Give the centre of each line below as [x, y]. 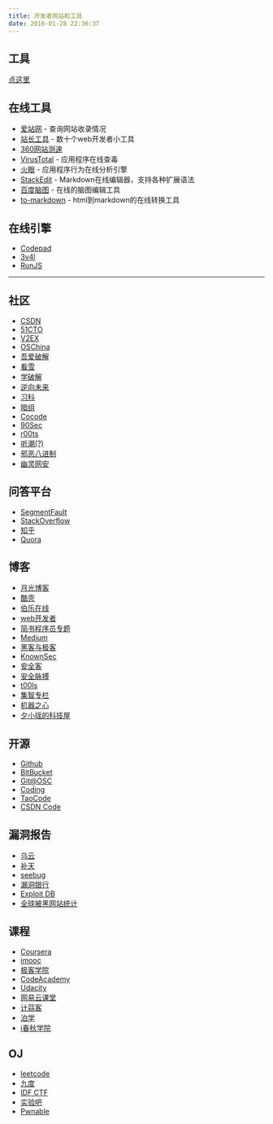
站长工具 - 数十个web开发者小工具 [78, 139]
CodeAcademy [45, 979]
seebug [33, 875]
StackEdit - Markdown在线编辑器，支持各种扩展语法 [107, 180]
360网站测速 [41, 149]
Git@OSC [36, 781]
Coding [32, 790]
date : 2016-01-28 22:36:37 [54, 24]
